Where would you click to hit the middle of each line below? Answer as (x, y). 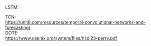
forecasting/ (18, 27)
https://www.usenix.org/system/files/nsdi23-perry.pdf (61, 38)
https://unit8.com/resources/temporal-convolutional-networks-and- (75, 22)
